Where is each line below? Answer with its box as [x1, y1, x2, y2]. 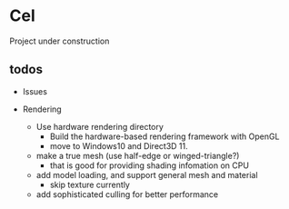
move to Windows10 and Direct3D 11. [49, 140, 188, 151]
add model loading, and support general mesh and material [35, 169, 258, 180]
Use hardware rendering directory [35, 121, 164, 132]
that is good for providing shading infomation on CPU [49, 160, 250, 171]
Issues [22, 85, 48, 96]
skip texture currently [49, 179, 130, 190]
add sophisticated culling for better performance [35, 188, 219, 200]
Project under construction [9, 35, 110, 46]
